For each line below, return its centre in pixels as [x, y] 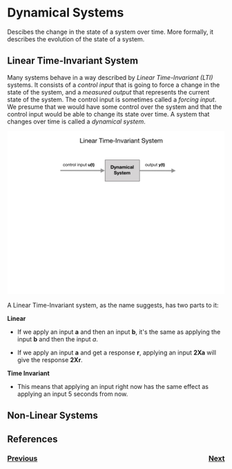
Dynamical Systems [66, 13]
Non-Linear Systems [52, 416]
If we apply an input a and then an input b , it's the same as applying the [119, 332]
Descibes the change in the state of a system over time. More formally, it [110, 32]
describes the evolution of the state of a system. [76, 39]
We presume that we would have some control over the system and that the [115, 107]
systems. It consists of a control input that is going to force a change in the [114, 85]
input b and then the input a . [58, 339]
